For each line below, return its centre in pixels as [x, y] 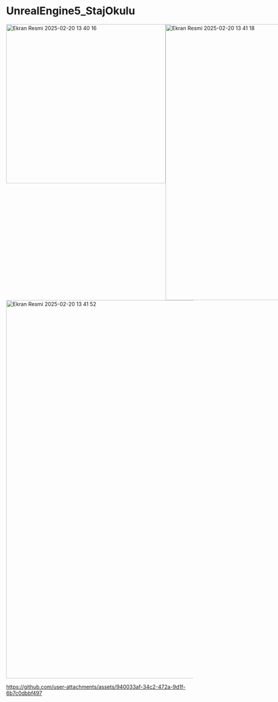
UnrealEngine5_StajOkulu [71, 11]
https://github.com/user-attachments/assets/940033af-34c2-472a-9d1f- [96, 687]
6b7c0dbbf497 [24, 693]
